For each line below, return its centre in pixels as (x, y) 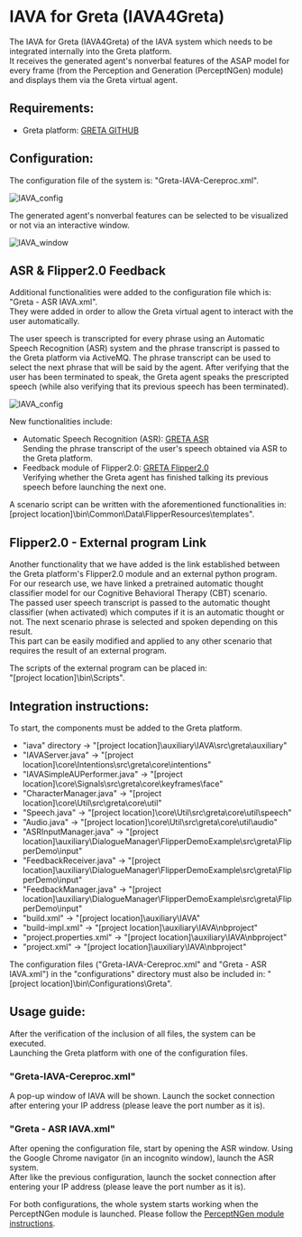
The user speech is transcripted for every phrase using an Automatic (137, 339)
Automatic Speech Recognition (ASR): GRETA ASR (115, 439)
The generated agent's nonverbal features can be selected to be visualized (149, 215)
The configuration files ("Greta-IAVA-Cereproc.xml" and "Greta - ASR (138, 964)
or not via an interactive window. (70, 225)
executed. (28, 1043)
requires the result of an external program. (88, 651)
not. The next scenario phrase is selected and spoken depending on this (143, 622)
